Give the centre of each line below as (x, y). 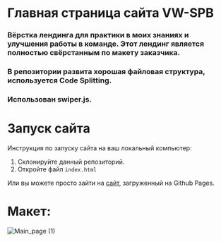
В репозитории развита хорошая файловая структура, (106, 72)
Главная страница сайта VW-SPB (110, 13)
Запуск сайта (49, 129)
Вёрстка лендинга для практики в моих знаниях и (98, 35)
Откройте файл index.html (57, 169)
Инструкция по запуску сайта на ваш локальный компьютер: (100, 148)
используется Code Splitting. (59, 80)
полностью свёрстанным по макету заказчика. (94, 53)
